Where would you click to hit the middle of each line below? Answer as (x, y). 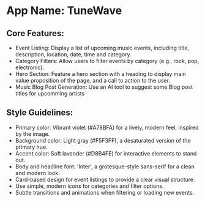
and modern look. (37, 173)
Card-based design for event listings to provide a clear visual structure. (105, 179)
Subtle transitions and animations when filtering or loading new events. (105, 192)
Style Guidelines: (40, 113)
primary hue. (31, 147)
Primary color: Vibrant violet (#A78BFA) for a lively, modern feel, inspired (107, 127)
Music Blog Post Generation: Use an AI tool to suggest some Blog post (104, 87)
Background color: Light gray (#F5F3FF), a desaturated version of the (103, 140)
